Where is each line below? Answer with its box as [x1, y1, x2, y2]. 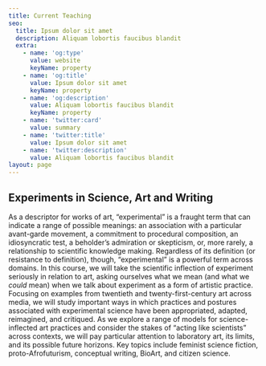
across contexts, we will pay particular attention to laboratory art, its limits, [8, 331, 256, 341]
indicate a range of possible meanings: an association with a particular [8, 220, 243, 230]
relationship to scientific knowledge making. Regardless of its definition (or [8, 246, 256, 255]
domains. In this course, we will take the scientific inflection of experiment [8, 262, 254, 273]
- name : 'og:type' [23, 49, 84, 57]
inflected [8, 323, 38, 332]
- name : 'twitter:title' [23, 131, 106, 139]
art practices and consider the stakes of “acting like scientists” [39, 323, 247, 332]
